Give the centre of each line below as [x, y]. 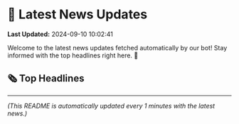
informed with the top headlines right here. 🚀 [73, 55]
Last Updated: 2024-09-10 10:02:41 [60, 34]
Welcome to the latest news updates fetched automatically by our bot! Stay [117, 47]
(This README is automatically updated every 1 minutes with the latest [111, 106]
